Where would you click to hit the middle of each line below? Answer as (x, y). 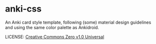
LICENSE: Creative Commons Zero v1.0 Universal (55, 37)
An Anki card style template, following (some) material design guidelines (78, 22)
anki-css (23, 9)
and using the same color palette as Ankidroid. (52, 27)
